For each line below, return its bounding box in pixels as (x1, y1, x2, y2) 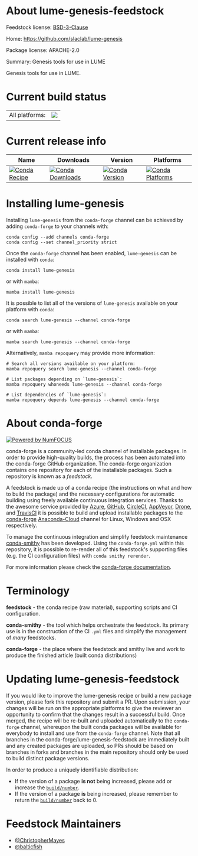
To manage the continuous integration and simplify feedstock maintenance (6, 533, 188, 540)
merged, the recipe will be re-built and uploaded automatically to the (6, 717, 173, 724)
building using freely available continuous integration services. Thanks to (6, 496, 184, 503)
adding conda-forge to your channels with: (6, 223, 109, 230)
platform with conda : (6, 305, 55, 313)
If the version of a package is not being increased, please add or (14, 777, 172, 785)
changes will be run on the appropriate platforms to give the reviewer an (6, 704, 181, 711)
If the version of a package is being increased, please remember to (14, 790, 178, 797)
